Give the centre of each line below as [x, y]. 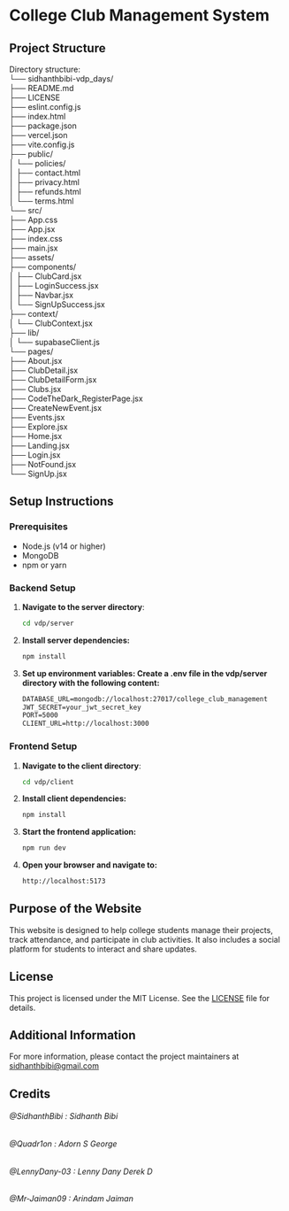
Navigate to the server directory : [83, 606]
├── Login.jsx [35, 455]
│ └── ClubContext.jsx [51, 323]
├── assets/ [32, 257]
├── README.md [42, 88]
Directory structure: [45, 69]
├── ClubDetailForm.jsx [53, 380]
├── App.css [34, 220]
